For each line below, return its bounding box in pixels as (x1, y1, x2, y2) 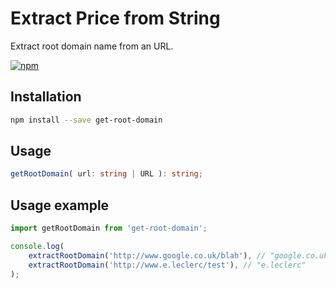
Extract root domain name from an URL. (10, 40, 174, 52)
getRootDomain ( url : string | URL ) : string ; (10, 169, 203, 179)
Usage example (10, 197, 110, 214)
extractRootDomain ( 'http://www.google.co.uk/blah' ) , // (28, 250, 267, 261)
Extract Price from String (10, 7, 221, 30)
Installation (10, 88, 82, 106)
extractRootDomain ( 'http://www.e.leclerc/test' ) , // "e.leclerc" (28, 260, 307, 270)
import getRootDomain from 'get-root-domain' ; (10, 223, 208, 234)
